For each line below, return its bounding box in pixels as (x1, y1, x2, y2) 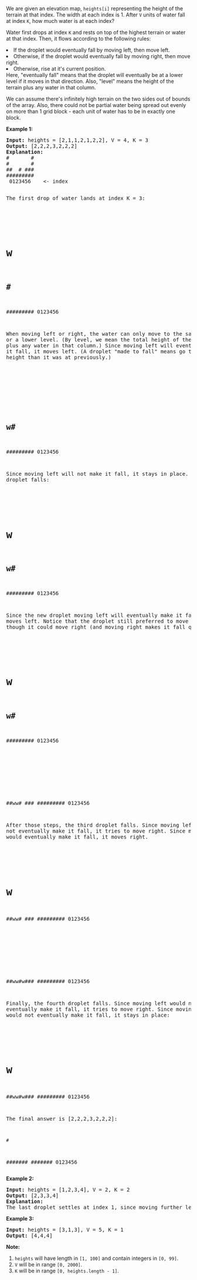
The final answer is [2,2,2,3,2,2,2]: (6, 1115, 118, 1122)
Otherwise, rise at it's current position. (13, 65, 106, 72)
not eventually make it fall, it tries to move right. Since (6, 828, 186, 834)
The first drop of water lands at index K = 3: (6, 195, 145, 202)
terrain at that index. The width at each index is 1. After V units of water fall (6, 11, 186, 18)
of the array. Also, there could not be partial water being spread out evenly (6, 102, 186, 108)
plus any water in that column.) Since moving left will (6, 342, 174, 349)
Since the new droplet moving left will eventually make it (6, 612, 183, 619)
